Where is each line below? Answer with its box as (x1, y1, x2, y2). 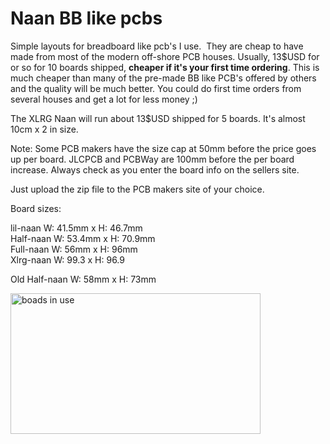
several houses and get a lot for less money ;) (10, 93, 198, 105)
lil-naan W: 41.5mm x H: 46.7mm (10, 222, 143, 234)
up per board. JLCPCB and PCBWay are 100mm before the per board (10, 153, 295, 165)
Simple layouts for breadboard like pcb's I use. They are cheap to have (10, 40, 304, 52)
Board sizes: (10, 202, 62, 214)
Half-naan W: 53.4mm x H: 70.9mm (10, 232, 156, 244)
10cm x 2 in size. (10, 123, 79, 135)
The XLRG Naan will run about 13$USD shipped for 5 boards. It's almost (10, 112, 306, 124)
